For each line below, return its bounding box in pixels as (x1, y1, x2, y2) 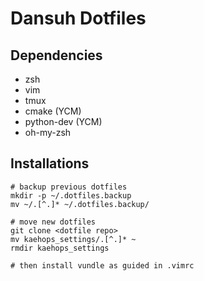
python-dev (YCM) (24, 116, 103, 127)
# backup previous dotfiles (10, 182, 128, 192)
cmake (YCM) (24, 105, 82, 117)
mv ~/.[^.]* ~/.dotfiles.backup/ (10, 199, 150, 209)
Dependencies (10, 47, 103, 64)
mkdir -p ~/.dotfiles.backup (10, 190, 132, 201)
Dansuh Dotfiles (10, 7, 147, 30)
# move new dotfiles (10, 217, 97, 227)
